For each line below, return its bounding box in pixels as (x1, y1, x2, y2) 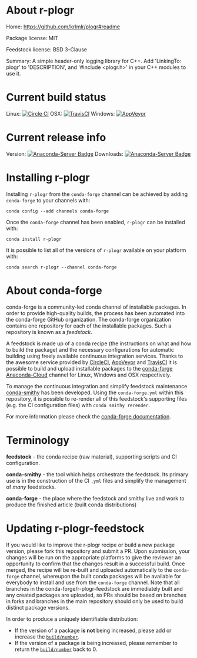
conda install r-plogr (6, 236, 62, 242)
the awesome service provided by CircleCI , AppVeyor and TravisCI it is (6, 358, 178, 366)
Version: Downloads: (6, 150, 123, 157)
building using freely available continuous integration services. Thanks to (6, 352, 183, 359)
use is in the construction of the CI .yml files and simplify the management (6, 477, 186, 484)
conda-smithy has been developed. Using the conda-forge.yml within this (6, 389, 184, 396)
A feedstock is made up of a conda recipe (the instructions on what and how (6, 340, 192, 347)
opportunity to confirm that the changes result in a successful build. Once (6, 560, 185, 567)
